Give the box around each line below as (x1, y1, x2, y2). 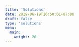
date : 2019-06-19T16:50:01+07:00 (5, 12, 75, 17)
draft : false (5, 16, 32, 21)
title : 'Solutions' (5, 7, 46, 12)
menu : (5, 25, 16, 30)
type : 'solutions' (5, 21, 43, 26)
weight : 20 (14, 35, 37, 40)
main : (9, 30, 21, 35)
